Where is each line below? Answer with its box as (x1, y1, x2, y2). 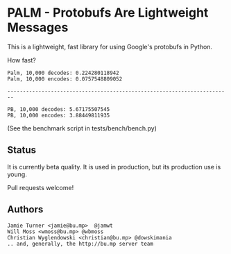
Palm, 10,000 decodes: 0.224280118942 (7, 69, 119, 76)
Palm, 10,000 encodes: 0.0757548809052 (7, 75, 123, 83)
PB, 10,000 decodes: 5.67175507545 (7, 105, 110, 112)
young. (7, 170, 28, 178)
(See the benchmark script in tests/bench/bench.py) (7, 124, 157, 133)
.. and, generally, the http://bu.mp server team (7, 240, 154, 247)
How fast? (7, 56, 36, 64)
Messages (7, 19, 69, 35)
